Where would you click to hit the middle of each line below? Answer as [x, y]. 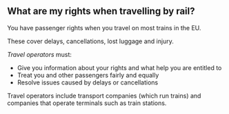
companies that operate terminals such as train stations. [87, 103]
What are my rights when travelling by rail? [101, 11]
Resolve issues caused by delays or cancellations [88, 82]
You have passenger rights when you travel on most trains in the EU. [104, 27]
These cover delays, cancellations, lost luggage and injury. [90, 41]
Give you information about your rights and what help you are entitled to [119, 67]
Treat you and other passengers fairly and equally [88, 75]
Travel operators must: [40, 54]
